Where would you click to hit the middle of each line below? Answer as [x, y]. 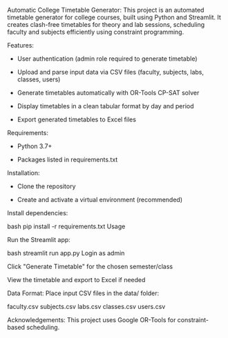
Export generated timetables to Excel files [77, 119]
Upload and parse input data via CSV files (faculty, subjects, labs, [111, 72]
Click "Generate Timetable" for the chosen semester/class [90, 266]
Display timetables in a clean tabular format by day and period [106, 106]
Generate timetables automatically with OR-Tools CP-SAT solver [108, 93]
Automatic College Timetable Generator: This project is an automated [106, 10]
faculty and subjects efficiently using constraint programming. [96, 32]
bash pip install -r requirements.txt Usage [66, 226]
